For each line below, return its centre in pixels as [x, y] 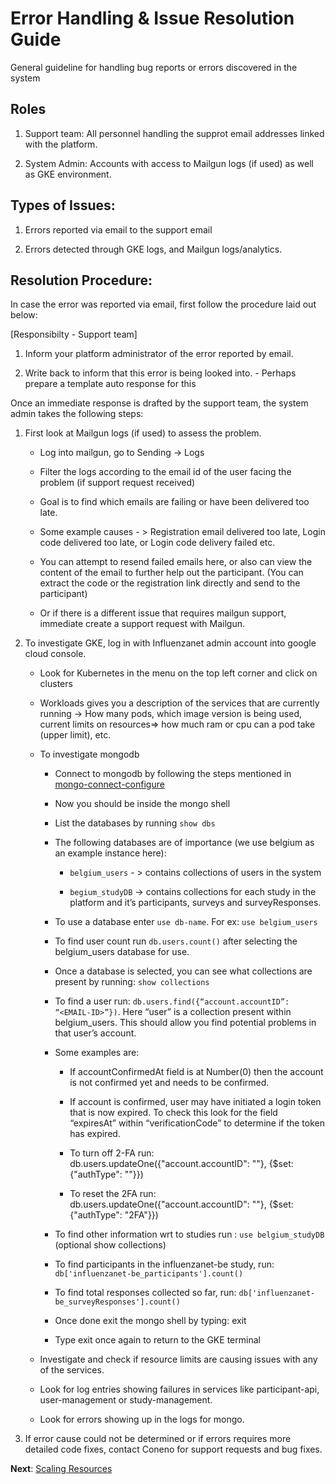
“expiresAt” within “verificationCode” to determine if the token [197, 1123]
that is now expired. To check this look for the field [173, 1113]
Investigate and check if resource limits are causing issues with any [178, 1359]
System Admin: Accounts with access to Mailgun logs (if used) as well [169, 163]
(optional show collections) [110, 1245]
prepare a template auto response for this [110, 384]
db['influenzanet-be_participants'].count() [149, 1274]
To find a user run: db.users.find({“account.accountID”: [172, 1001]
